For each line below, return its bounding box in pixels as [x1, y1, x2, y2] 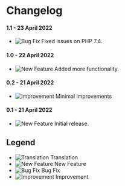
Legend [6, 137, 36, 148]
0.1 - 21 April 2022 [6, 106, 53, 114]
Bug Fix [41, 167, 60, 174]
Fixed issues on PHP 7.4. [41, 38, 103, 45]
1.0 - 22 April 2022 [6, 51, 54, 58]
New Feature [54, 160, 86, 167]
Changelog [6, 4, 63, 18]
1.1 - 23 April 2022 [6, 24, 53, 31]
